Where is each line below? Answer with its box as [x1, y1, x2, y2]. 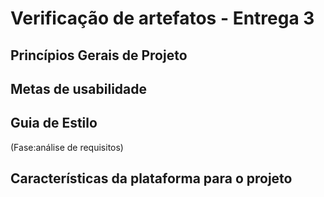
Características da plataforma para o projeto [10, 170, 293, 187]
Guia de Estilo [10, 115, 98, 132]
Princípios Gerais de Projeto [10, 47, 188, 64]
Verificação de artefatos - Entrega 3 [10, 7, 315, 30]
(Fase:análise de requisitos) [10, 141, 124, 153]
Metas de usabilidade [10, 80, 148, 97]
